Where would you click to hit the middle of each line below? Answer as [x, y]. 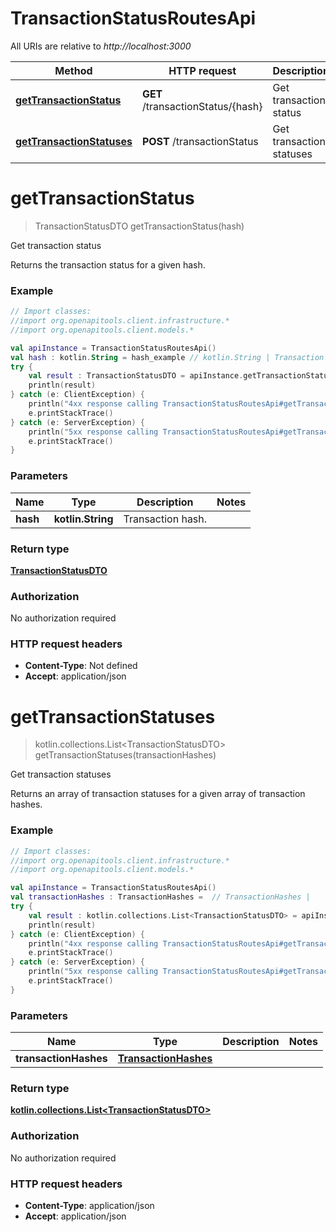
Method [73, 70]
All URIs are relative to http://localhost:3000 [101, 46]
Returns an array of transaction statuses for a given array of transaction [158, 794]
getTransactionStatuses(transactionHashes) [125, 755]
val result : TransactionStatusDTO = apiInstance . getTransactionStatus [180, 376]
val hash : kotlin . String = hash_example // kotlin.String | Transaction [167, 357]
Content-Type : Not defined [81, 666]
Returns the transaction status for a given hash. [108, 264]
